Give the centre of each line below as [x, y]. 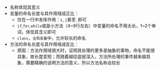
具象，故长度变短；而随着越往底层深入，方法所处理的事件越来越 [81, 56]
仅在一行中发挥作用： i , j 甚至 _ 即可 [52, 19]
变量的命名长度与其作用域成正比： [44, 13]
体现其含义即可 [41, 32]
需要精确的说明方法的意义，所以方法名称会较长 [73, 63]
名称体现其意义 [25, 7]
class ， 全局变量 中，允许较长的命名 [51, 38]
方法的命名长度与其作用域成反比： [44, 44]
